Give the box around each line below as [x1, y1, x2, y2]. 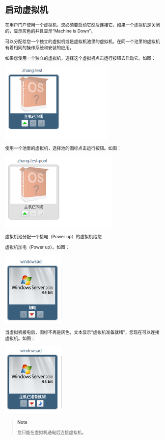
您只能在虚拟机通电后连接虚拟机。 [17, 429, 86, 435]
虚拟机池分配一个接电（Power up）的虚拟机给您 [5, 233, 102, 239]
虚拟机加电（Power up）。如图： [5, 244, 70, 250]
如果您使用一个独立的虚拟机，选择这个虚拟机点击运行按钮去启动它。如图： [5, 55, 156, 61]
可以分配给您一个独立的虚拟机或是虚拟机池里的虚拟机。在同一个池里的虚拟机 [5, 38, 160, 44]
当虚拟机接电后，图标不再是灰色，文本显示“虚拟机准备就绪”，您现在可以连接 [5, 329, 160, 335]
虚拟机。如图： [5, 335, 35, 341]
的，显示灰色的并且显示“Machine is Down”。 [5, 28, 96, 34]
